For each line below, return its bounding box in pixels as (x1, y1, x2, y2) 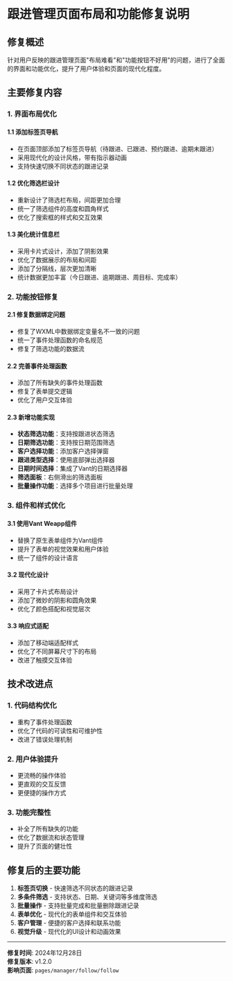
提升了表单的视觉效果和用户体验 (17, 545, 109, 553)
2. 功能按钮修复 (7, 292, 59, 302)
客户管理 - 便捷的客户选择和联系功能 (17, 919, 121, 927)
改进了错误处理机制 (17, 735, 73, 743)
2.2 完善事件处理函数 (7, 361, 67, 370)
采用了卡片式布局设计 (17, 587, 78, 595)
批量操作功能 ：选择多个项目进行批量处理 (17, 481, 133, 490)
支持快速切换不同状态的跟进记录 (17, 162, 109, 170)
